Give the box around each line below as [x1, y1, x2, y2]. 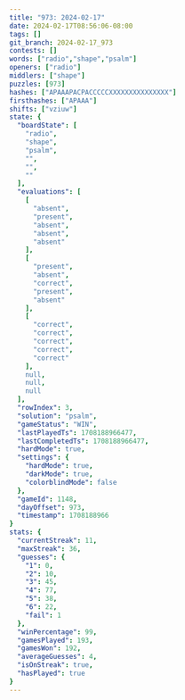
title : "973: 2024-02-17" [9, 12, 105, 22]
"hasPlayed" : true [17, 669, 86, 678]
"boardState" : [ [17, 121, 77, 130]
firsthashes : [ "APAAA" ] [9, 96, 98, 105]
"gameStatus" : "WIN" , [17, 420, 98, 429]
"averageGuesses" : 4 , [17, 653, 98, 662]
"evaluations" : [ [17, 187, 82, 196]
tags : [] [9, 29, 42, 38]
